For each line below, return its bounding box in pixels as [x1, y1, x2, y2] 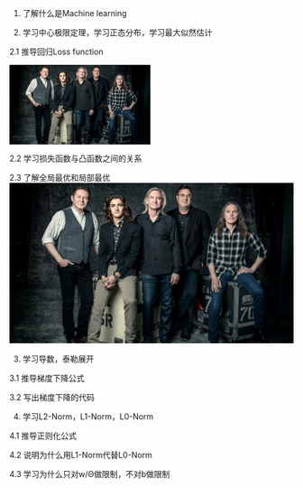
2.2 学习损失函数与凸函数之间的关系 [9, 153, 142, 164]
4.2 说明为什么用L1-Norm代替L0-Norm [9, 449, 153, 460]
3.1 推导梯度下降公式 [9, 372, 85, 383]
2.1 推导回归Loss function [9, 46, 104, 57]
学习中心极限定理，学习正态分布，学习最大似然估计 [22, 27, 213, 38]
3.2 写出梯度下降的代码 [9, 391, 95, 402]
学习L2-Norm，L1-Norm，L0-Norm [22, 410, 154, 422]
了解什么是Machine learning [22, 8, 127, 18]
